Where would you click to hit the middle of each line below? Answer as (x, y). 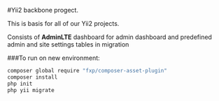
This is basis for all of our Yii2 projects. (63, 23)
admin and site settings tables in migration (68, 44)
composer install (33, 77)
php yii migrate (31, 90)
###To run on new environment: (54, 58)
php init (20, 84)
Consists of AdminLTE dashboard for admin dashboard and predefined (109, 37)
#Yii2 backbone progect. (43, 10)
